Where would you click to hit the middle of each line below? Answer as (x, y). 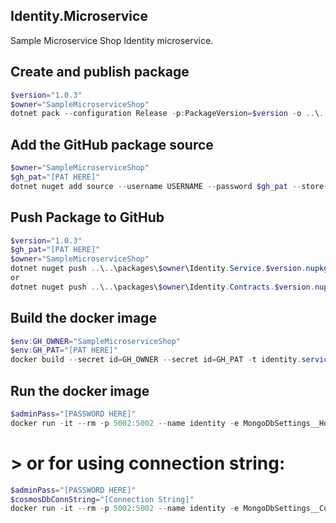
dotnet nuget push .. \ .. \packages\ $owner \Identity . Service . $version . (158, 269)
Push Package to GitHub (87, 217)
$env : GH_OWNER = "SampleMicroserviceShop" (96, 341)
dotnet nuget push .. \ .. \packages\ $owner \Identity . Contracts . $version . (162, 287)
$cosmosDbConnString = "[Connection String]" (102, 499)
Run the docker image (80, 390)
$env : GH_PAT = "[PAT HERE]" (64, 350)
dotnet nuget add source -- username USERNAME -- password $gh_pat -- (156, 186)
